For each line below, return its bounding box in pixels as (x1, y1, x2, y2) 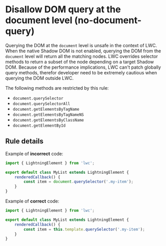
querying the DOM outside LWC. (5, 75, 74, 81)
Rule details (5, 137, 43, 146)
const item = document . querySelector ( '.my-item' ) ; (23, 179, 134, 184)
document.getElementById (12, 123, 66, 128)
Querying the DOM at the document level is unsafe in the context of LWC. (5, 42, 157, 48)
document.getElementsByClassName (12, 117, 84, 122)
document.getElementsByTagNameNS (12, 112, 84, 117)
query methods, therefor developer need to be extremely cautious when (5, 69, 157, 75)
